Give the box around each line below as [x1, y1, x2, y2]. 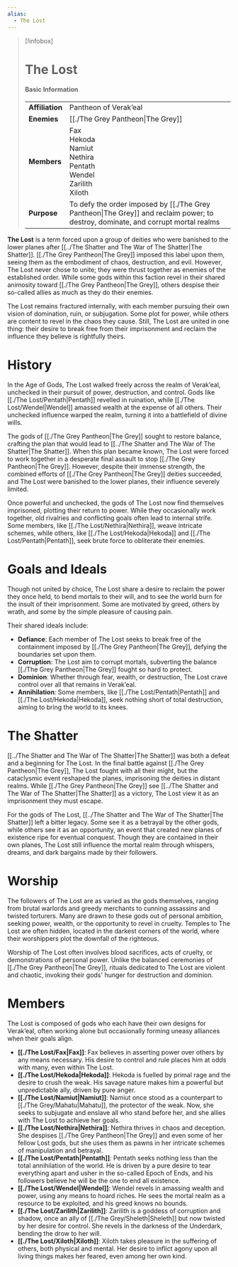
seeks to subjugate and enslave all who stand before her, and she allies [17, 1108, 226, 1116]
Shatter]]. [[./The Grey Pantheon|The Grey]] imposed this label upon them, [7, 250, 225, 259]
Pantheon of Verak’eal [69, 102, 143, 112]
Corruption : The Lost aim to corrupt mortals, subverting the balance [17, 657, 217, 666]
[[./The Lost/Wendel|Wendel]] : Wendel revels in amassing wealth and [17, 1184, 225, 1192]
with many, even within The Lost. [17, 1063, 114, 1072]
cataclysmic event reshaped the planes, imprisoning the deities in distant [7, 774, 220, 782]
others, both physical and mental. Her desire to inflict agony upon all [17, 1244, 217, 1253]
